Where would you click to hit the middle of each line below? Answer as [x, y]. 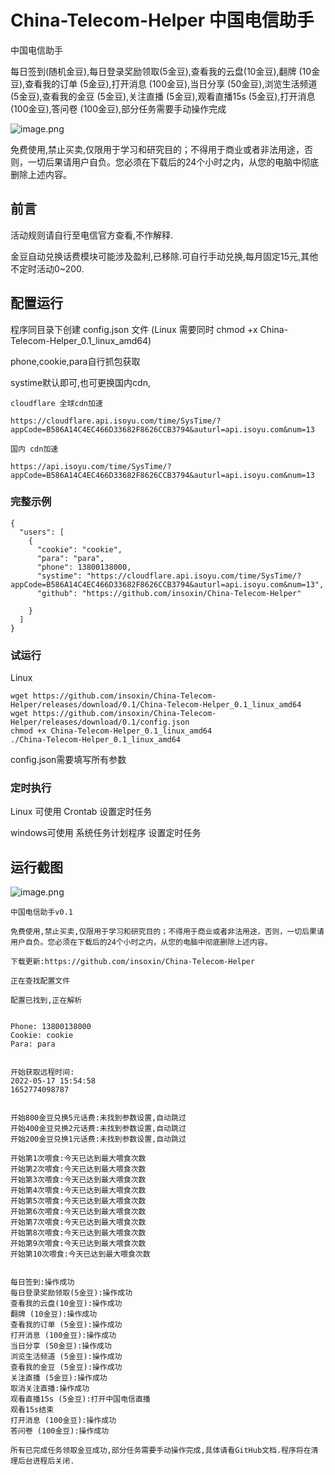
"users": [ [42, 532]
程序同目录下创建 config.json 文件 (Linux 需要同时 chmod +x [134, 329]
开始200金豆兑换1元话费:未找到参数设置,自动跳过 [98, 1139]
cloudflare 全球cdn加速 [56, 403]
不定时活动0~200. [47, 268]
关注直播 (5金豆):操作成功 [59, 1378]
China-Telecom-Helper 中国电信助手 [162, 20]
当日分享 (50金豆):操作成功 [61, 1346]
